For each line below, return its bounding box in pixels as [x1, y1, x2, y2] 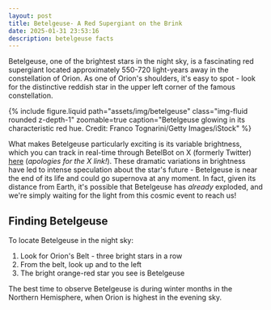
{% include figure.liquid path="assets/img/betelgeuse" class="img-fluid [8, 107, 248, 116]
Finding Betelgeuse [8, 214, 108, 228]
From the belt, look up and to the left [19, 260, 142, 270]
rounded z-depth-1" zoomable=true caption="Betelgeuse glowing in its [8, 115, 245, 125]
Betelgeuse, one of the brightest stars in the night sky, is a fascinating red [8, 57, 255, 66]
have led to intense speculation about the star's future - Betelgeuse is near [8, 165, 258, 174]
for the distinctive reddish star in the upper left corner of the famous [8, 82, 236, 92]
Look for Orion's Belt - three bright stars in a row [19, 251, 183, 261]
